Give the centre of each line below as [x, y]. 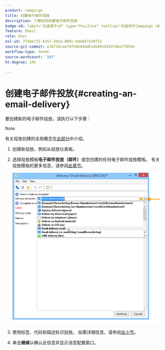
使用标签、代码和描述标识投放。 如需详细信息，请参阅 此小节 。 [75, 332]
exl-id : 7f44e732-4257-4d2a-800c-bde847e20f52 [54, 42]
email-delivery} [38, 104]
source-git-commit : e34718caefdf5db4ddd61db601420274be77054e [70, 47]
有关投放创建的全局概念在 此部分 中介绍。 [46, 139]
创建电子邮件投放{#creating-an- [71, 94]
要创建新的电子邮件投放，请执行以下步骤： [48, 119]
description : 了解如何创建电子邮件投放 [41, 21]
